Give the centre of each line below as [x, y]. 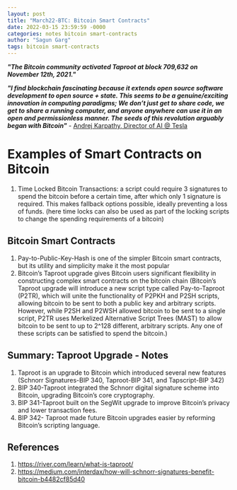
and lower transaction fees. [57, 410]
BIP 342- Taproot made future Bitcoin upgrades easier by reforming [116, 417]
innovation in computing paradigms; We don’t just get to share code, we [116, 103]
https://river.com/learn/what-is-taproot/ [75, 465]
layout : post [27, 14]
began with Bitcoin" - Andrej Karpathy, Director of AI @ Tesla [97, 126]
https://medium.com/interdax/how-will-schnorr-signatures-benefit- [116, 472]
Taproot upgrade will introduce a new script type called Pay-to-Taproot [121, 288]
